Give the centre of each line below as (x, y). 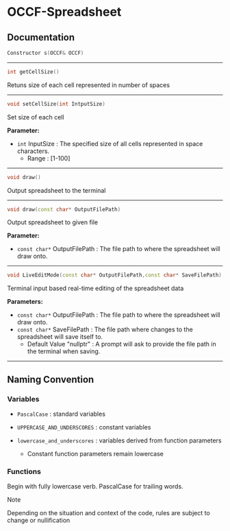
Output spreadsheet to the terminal (56, 190)
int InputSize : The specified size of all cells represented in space (110, 143)
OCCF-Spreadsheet (64, 12)
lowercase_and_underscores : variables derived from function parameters (119, 440)
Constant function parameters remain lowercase (95, 453)
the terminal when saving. (64, 351)
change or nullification (39, 520)
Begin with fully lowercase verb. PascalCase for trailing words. (95, 486)
